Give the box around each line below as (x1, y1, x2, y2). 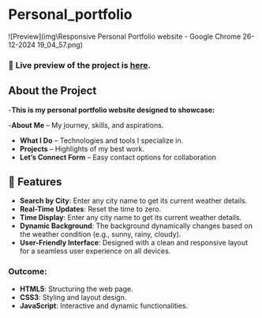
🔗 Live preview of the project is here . (8, 59, 152, 70)
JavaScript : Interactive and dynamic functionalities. (19, 301, 189, 310)
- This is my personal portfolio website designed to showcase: (8, 105, 215, 114)
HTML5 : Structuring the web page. (19, 284, 133, 294)
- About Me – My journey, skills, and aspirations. (8, 120, 164, 129)
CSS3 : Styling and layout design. (19, 292, 127, 301)
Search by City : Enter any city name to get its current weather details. (19, 196, 248, 206)
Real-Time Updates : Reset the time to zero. (19, 204, 162, 214)
